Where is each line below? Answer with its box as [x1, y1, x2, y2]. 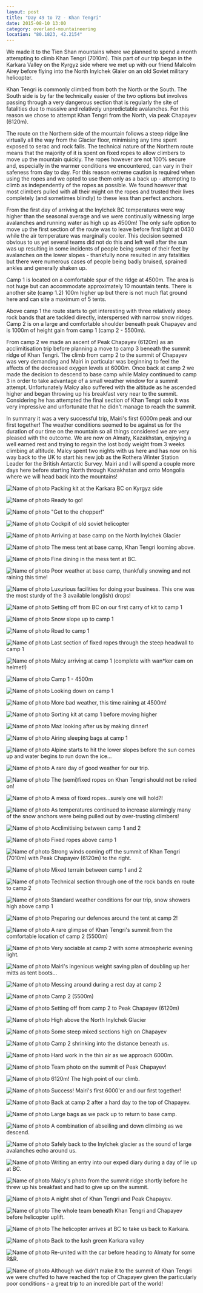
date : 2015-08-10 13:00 [6, 20, 67, 26]
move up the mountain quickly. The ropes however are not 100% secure [6, 156, 186, 163]
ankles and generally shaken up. [6, 264, 87, 272]
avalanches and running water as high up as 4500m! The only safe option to [6, 219, 197, 227]
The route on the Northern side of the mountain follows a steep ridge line [6, 130, 189, 137]
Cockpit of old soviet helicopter [51, 520, 130, 528]
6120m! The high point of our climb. [51, 1075, 141, 1083]
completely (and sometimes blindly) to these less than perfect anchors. [6, 195, 184, 202]
